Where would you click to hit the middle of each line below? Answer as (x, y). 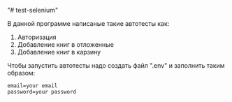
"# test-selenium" (32, 10)
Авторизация (37, 37)
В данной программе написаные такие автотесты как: (88, 23)
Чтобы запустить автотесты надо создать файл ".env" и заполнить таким (116, 65)
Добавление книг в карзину (59, 52)
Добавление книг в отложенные (65, 44)
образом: (21, 73)
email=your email (32, 86)
